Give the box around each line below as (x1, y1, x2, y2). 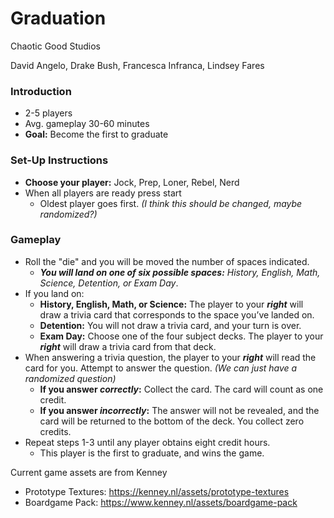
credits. (39, 425, 72, 437)
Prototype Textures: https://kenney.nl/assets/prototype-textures (24, 485, 290, 497)
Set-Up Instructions (10, 153, 109, 167)
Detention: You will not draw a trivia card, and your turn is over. (39, 319, 302, 331)
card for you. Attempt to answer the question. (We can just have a (24, 362, 298, 374)
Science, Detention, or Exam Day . (39, 277, 179, 289)
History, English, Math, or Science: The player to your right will (39, 298, 304, 310)
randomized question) (24, 372, 117, 384)
